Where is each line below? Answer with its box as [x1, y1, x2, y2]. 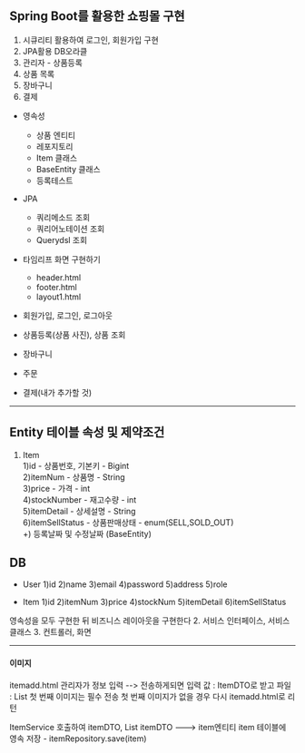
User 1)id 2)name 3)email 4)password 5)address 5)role [22, 579, 228, 590]
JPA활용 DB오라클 [22, 45, 88, 56]
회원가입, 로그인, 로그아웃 [22, 309, 113, 320]
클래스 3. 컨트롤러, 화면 [9, 627, 93, 638]
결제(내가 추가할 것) [22, 386, 93, 397]
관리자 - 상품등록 [22, 57, 84, 68]
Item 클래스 [35, 152, 78, 163]
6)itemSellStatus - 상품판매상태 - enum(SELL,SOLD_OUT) [22, 516, 234, 528]
